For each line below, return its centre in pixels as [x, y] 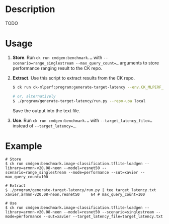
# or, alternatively [34, 96]
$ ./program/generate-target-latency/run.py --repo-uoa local [79, 101]
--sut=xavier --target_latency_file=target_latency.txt [103, 217]
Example [24, 146]
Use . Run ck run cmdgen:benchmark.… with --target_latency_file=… [82, 120]
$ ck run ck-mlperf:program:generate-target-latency [69, 87]
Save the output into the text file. [46, 110]
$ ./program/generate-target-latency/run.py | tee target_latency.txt [81, 190]
